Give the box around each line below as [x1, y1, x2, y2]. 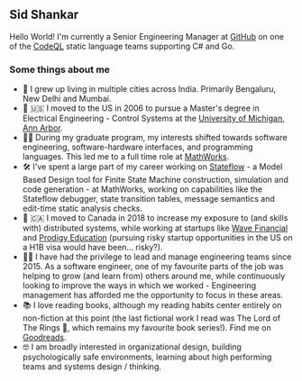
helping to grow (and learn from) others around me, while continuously [22, 270, 286, 282]
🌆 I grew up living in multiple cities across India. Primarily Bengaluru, [22, 84, 277, 95]
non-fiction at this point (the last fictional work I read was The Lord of [22, 313, 281, 323]
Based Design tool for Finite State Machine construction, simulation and [22, 175, 288, 186]
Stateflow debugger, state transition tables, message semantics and [22, 194, 275, 204]
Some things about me [9, 63, 111, 76]
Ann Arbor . [22, 122, 63, 133]
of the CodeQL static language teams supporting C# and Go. [9, 41, 235, 51]
